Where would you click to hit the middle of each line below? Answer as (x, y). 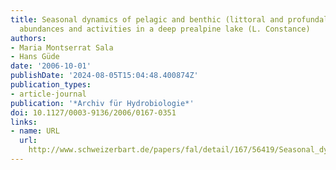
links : (24, 122)
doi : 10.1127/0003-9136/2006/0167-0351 (93, 112)
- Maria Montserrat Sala (62, 47)
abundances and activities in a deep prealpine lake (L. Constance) (165, 29)
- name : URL (35, 131)
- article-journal (48, 94)
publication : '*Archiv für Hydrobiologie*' (102, 103)
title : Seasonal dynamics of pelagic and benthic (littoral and (147, 19)
